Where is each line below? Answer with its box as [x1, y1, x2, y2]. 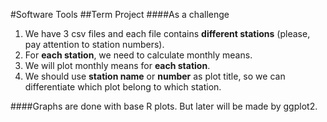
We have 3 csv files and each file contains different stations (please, [24, 28, 311, 39]
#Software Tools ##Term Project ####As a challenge [10, 9, 230, 20]
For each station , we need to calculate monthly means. [24, 49, 253, 61]
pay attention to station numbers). [24, 39, 165, 50]
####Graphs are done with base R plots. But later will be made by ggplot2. [10, 100, 318, 112]
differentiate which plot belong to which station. [24, 81, 222, 93]
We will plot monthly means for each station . [24, 60, 211, 71]
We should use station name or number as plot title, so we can [24, 70, 286, 82]
